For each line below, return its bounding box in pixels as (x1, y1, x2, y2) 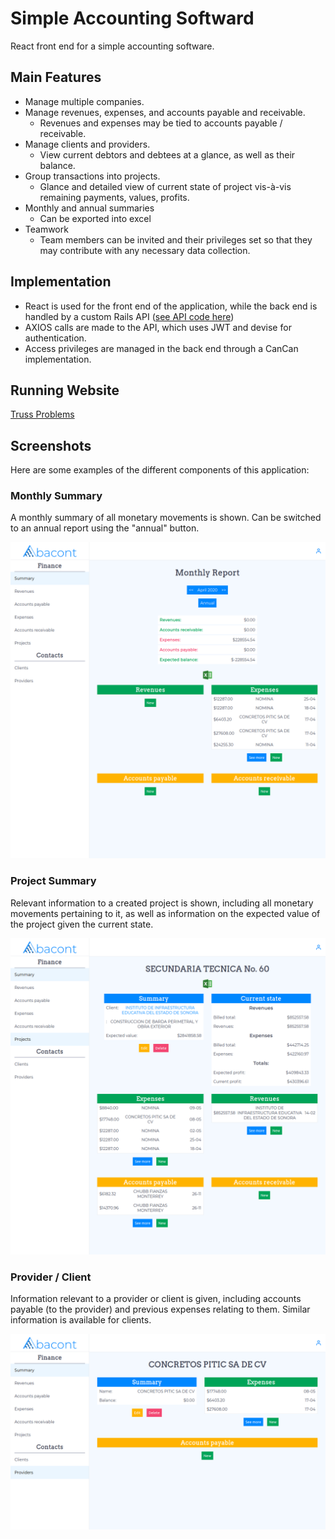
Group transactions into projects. (24, 170, 161, 182)
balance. (39, 159, 76, 171)
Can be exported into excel (39, 212, 152, 224)
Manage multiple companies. (24, 95, 145, 107)
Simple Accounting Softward (10, 7, 255, 30)
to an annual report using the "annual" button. (10, 522, 200, 534)
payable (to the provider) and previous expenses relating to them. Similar (10, 1303, 311, 1316)
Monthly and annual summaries (24, 202, 155, 214)
